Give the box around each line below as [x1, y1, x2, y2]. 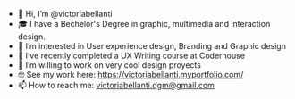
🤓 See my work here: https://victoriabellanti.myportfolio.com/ [17, 70, 244, 79]
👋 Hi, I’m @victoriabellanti [17, 9, 113, 19]
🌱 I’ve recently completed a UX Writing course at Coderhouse [17, 50, 246, 61]
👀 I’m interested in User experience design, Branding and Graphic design [17, 41, 286, 51]
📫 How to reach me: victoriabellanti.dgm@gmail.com [17, 80, 215, 90]
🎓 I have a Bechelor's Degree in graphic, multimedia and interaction [17, 19, 271, 29]
